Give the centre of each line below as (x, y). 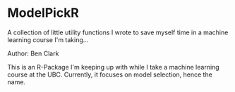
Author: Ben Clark (33, 53)
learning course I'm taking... (48, 39)
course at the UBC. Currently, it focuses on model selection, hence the (110, 74)
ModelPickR (43, 13)
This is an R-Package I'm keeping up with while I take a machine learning (114, 67)
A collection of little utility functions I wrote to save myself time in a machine (118, 32)
